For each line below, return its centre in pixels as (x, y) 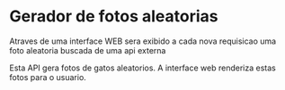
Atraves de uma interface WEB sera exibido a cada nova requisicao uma (143, 41)
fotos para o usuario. (48, 77)
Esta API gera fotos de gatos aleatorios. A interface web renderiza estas (142, 68)
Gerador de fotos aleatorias (114, 16)
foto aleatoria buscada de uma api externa (88, 50)
